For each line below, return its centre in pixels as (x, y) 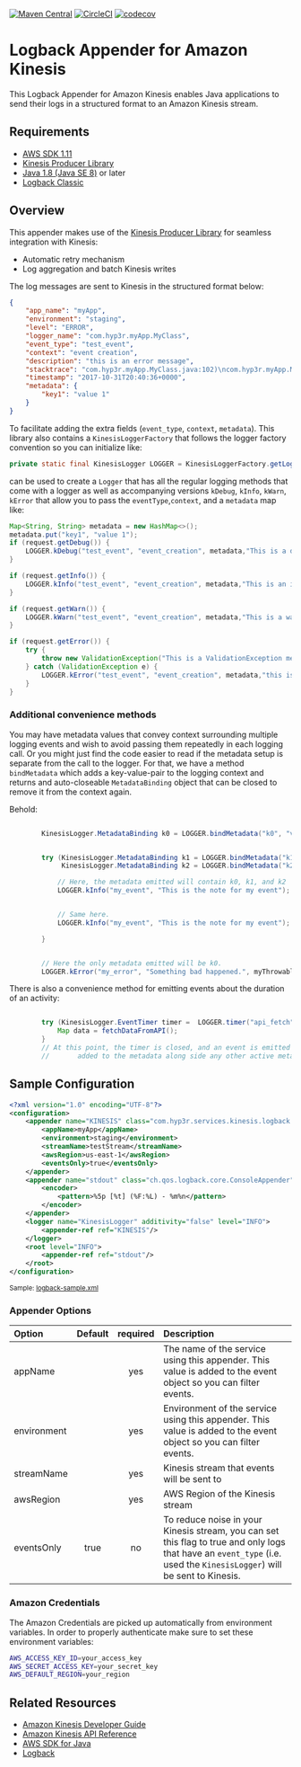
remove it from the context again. (71, 792)
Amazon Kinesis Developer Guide (84, 1725)
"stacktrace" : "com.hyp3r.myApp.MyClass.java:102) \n (126, 369)
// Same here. (83, 915)
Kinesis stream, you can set (221, 1531)
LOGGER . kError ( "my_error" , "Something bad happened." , (146, 972)
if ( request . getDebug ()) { (60, 543)
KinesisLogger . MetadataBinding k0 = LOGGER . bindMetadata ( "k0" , (162, 833)
